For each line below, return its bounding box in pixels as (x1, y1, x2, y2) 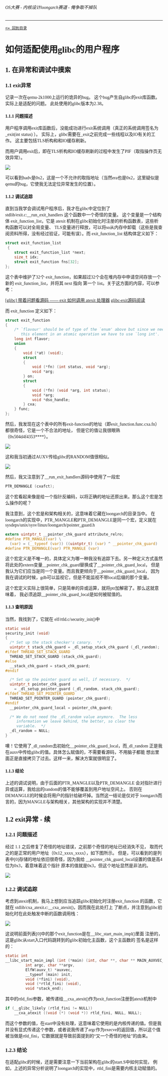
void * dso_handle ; (31, 397, 70, 402)
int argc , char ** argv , (25, 962, 75, 967)
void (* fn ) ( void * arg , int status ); (31, 388, 111, 393)
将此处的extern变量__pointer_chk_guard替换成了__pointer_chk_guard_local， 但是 (5, 563, 160, 568)
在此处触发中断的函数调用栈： (18, 911, 80, 917)
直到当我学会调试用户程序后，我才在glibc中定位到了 (5, 206, 110, 212)
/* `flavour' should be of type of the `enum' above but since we (14, 327, 155, 332)
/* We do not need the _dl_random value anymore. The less (9, 714, 137, 720)
